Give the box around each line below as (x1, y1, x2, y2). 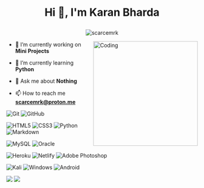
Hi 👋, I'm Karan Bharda (44, 5, 160, 19)
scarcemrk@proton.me (15, 99, 76, 106)
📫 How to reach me (15, 89, 66, 97)
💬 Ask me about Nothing (15, 77, 78, 85)
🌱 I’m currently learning (15, 59, 74, 66)
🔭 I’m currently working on (15, 41, 81, 48)
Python (15, 66, 35, 73)
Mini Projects (15, 47, 50, 55)
